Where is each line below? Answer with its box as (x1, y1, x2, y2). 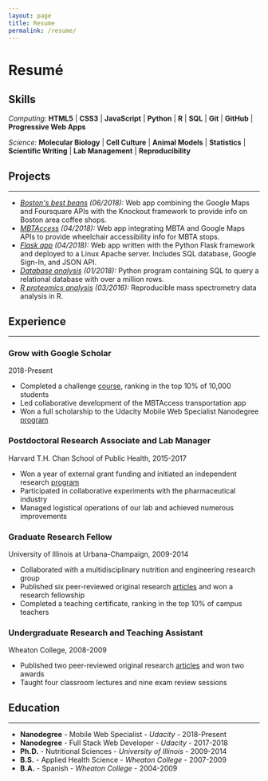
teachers (19, 607, 49, 616)
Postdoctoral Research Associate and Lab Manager (8, 435, 211, 446)
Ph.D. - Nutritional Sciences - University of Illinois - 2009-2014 (19, 747, 227, 755)
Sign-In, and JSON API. (19, 257, 97, 268)
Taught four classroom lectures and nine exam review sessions (19, 678, 227, 688)
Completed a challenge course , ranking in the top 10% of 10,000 (19, 381, 231, 391)
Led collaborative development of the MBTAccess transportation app (19, 398, 246, 408)
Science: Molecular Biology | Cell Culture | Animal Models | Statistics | (8, 137, 246, 148)
